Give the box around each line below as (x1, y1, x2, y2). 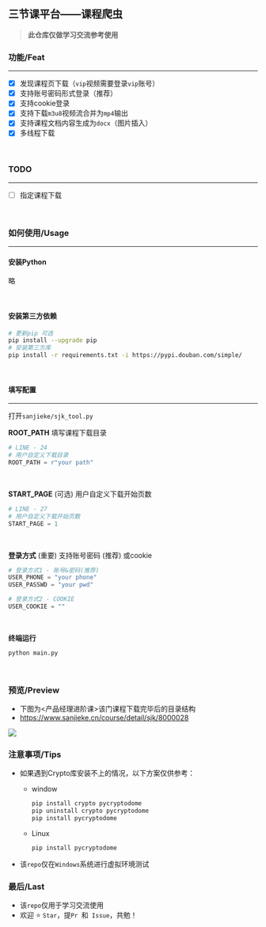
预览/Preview (8, 684, 60, 695)
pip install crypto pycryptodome (31, 800, 142, 807)
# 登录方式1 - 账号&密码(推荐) (8, 566, 100, 574)
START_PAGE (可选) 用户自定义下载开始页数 (8, 489, 152, 499)
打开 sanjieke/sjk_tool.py (8, 411, 93, 421)
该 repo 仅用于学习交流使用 (19, 901, 104, 910)
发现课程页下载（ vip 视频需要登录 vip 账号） (19, 78, 160, 89)
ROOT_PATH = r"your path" (8, 458, 93, 466)
